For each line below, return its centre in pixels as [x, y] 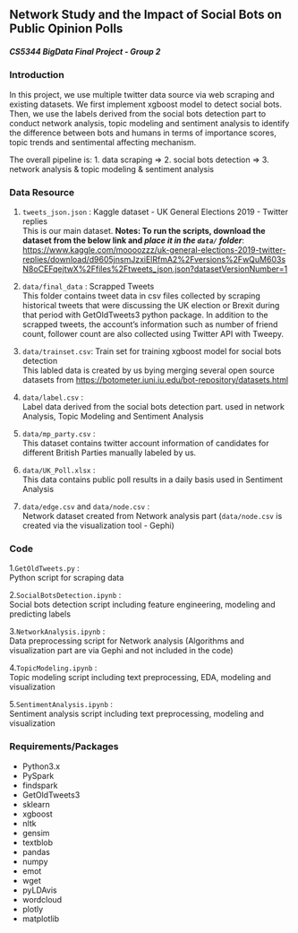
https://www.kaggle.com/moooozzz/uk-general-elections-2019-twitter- [154, 250]
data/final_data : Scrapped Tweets [88, 287]
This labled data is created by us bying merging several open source [149, 370]
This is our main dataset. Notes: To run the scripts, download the [144, 231]
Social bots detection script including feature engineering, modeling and [142, 605]
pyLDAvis [39, 890]
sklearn [36, 804]
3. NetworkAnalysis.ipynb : [57, 632]
